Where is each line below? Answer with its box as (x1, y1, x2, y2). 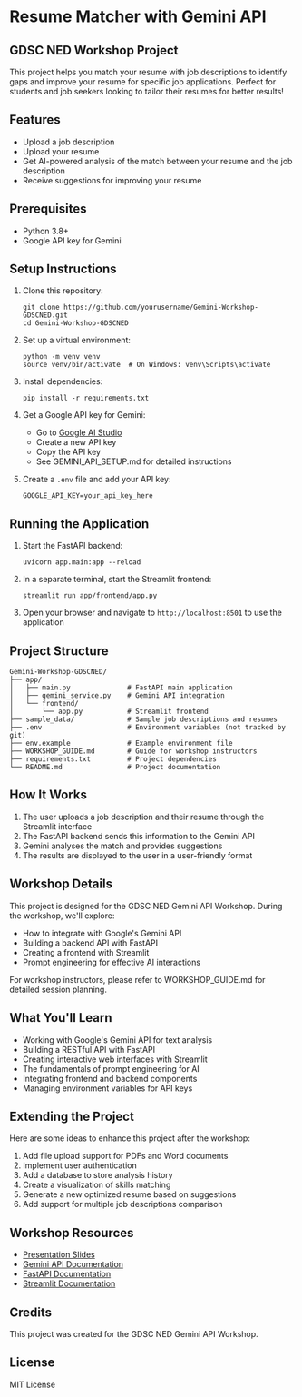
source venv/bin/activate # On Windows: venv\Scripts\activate (22, 361, 271, 370)
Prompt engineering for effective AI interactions (22, 956, 201, 967)
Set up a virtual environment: (22, 334, 132, 346)
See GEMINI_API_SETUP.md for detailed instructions (35, 456, 232, 467)
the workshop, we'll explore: (9, 910, 115, 921)
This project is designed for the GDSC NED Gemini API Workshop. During (9, 900, 283, 911)
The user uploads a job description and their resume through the (22, 811, 265, 822)
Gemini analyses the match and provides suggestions (22, 840, 223, 851)
